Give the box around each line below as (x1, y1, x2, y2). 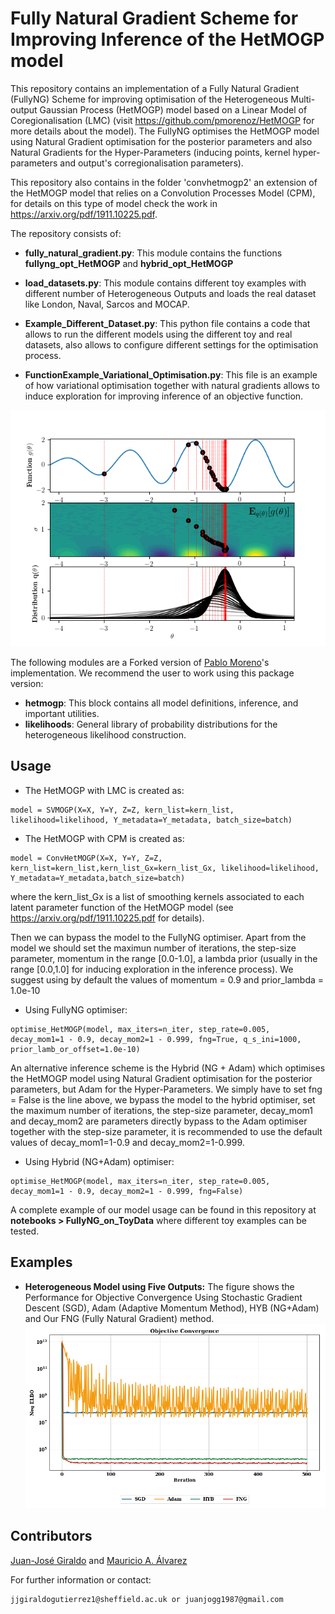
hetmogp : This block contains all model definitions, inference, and (24, 697, 299, 709)
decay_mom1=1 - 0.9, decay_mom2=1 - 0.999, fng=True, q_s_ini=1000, (10, 1034, 302, 1044)
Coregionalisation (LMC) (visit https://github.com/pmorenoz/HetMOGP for (10, 114, 315, 126)
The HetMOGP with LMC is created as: (24, 784, 185, 796)
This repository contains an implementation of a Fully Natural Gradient (10, 82, 300, 94)
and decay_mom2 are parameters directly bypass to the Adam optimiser (10, 1115, 308, 1127)
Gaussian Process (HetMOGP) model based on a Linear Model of (39, 103, 308, 116)
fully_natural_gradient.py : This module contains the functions (24, 247, 283, 259)
